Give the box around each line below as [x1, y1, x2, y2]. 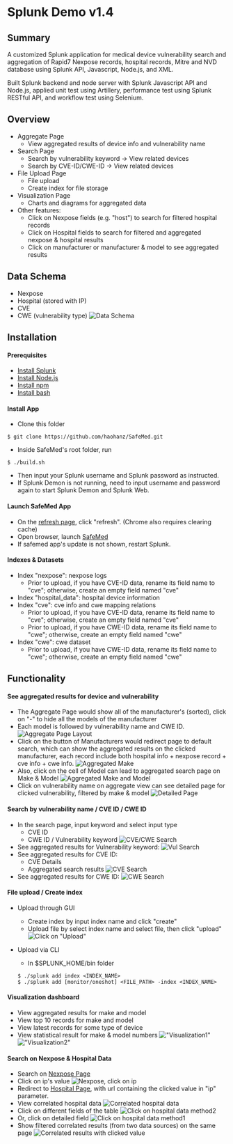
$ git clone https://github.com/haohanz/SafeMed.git [7, 433, 163, 441]
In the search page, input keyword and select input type [17, 820, 177, 829]
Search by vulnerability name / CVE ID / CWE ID [7, 805, 147, 813]
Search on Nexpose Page [17, 1069, 90, 1078]
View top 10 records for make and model [17, 1016, 134, 1024]
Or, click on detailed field [17, 1114, 89, 1122]
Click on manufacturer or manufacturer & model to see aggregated [27, 243, 219, 251]
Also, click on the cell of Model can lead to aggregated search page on [17, 767, 220, 775]
